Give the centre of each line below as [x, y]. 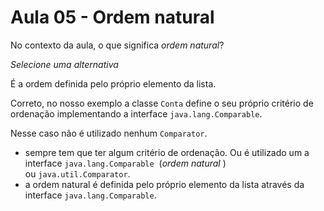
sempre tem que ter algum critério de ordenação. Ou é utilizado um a [167, 152]
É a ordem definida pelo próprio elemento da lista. [113, 83]
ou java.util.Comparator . [77, 173]
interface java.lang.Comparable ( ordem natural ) [125, 163]
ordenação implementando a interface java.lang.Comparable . [136, 113]
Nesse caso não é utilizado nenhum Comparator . [109, 133]
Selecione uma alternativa [64, 64]
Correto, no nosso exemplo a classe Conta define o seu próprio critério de [162, 103]
